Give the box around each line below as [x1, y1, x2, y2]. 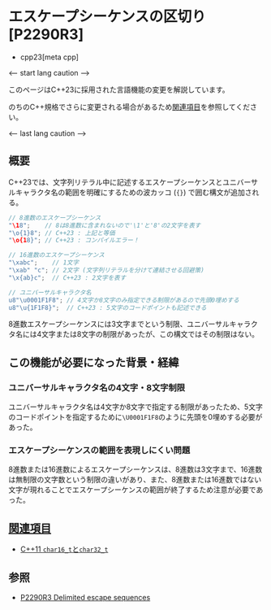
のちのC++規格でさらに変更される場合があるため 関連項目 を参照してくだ [8, 102, 250, 111]
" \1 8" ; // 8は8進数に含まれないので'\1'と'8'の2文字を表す [8, 221, 201, 229]
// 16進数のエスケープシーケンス [8, 251, 105, 259]
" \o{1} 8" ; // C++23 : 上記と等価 [8, 229, 115, 237]
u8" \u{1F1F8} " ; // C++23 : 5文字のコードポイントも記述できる [8, 303, 207, 312]
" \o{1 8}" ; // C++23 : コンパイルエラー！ [8, 237, 140, 245]
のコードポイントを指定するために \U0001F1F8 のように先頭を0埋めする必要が [8, 412, 263, 422]
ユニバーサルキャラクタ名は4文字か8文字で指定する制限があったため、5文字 [8, 402, 264, 412]
